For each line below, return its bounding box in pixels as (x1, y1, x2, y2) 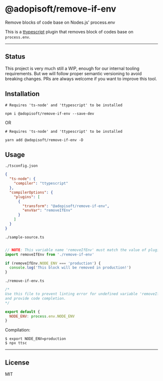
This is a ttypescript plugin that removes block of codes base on (5, 29, 133, 34)
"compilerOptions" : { (9, 190, 53, 195)
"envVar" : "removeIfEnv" (22, 208, 73, 213)
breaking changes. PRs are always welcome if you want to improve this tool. (5, 76, 157, 81)
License (5, 358, 30, 366)
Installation (5, 90, 40, 98)
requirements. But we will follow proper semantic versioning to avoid (5, 70, 142, 76)
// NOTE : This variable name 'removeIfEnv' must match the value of (5, 247, 147, 253)
